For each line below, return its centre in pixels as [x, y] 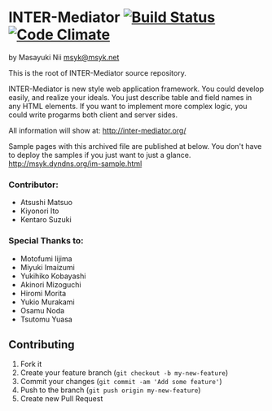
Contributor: [33, 185]
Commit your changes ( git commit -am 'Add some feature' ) [121, 382]
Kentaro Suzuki [46, 220]
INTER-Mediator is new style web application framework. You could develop [136, 89]
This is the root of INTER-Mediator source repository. [98, 72]
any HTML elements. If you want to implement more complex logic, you [128, 106]
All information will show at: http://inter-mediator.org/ [97, 130]
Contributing [42, 345]
